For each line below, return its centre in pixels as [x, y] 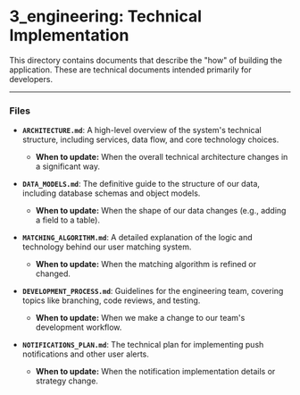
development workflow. [79, 327]
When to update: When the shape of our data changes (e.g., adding [161, 211]
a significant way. [68, 166]
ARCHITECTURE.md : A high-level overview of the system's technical [142, 130]
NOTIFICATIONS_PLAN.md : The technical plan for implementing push [143, 345]
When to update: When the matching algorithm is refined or [146, 265]
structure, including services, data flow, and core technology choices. [150, 139]
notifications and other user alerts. [86, 354]
